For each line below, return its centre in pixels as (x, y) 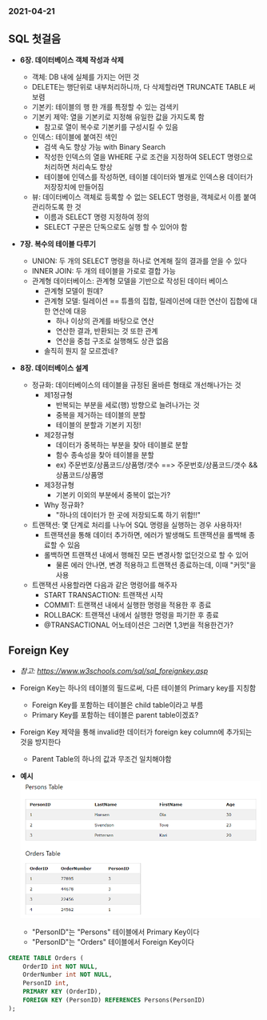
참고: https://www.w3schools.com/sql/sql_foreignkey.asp (114, 670)
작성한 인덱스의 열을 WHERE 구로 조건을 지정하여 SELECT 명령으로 (148, 157)
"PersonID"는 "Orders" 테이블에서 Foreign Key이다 (113, 942)
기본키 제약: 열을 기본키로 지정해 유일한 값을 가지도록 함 (118, 117)
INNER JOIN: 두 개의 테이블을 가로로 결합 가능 (104, 270)
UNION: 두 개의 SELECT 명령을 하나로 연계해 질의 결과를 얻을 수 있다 (139, 261)
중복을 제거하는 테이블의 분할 (101, 414)
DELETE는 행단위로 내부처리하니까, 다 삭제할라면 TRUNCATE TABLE (139, 86)
